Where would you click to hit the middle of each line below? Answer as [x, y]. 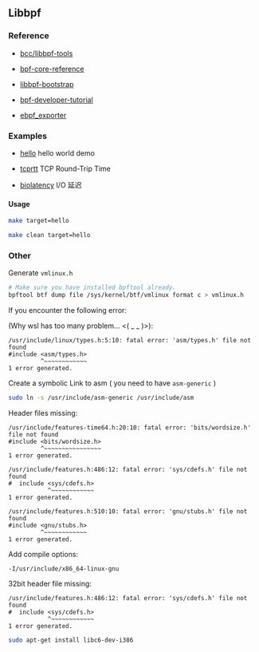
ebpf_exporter [43, 115]
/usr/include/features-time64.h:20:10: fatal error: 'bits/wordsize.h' [129, 427]
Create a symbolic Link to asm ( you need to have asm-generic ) [112, 383]
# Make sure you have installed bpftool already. [92, 288]
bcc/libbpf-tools [46, 53]
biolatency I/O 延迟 [51, 185]
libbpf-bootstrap [47, 84]
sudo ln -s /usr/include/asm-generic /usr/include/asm [101, 397]
